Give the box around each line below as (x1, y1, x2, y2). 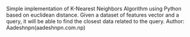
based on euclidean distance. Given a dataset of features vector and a (6, 11, 179, 18)
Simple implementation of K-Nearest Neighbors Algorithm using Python (6, 5, 182, 12)
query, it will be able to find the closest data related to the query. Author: (6, 18, 185, 24)
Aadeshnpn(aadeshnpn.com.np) (6, 24, 85, 31)
